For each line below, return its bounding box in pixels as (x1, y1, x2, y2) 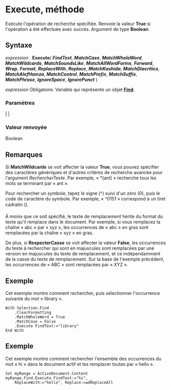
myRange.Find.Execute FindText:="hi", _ (5, 375, 93, 381)
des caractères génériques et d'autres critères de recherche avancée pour (5, 170, 163, 176)
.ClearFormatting (14, 310, 52, 315)
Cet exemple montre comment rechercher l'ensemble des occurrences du (5, 356, 162, 362)
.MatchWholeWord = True (14, 314, 66, 320)
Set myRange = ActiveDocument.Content (5, 371, 88, 376)
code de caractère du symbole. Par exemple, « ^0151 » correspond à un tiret (5, 196, 166, 202)
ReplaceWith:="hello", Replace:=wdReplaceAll (14, 380, 114, 385)
